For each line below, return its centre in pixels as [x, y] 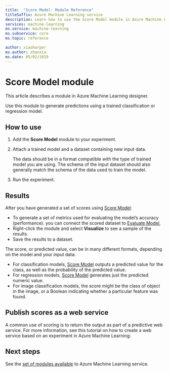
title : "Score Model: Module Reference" [50, 10]
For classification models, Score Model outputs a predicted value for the [88, 264]
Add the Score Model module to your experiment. [64, 140]
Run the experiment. [34, 180]
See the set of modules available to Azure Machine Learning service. [77, 364]
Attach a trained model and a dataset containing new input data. [79, 149]
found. [19, 297]
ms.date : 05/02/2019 [27, 57]
